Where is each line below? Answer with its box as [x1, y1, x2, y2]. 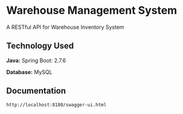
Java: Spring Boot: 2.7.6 [6, 56, 66, 64]
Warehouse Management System [6, 4, 178, 17]
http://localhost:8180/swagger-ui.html [6, 101, 107, 108]
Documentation [6, 86, 66, 96]
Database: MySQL [6, 68, 53, 76]
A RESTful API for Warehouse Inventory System [6, 23, 125, 31]
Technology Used [6, 41, 74, 51]
